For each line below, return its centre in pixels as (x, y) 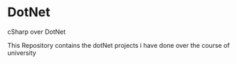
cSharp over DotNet (37, 32)
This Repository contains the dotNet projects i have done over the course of (118, 45)
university (22, 53)
